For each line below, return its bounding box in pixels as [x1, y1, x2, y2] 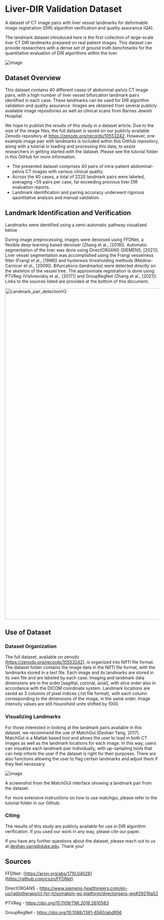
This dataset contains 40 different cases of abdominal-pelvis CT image [5, 87, 148, 93]
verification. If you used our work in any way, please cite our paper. [5, 828, 141, 834]
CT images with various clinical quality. [25, 168, 104, 174]
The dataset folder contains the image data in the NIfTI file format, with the [5, 664, 155, 671]
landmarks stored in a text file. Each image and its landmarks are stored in [5, 670, 154, 676]
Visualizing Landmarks [5, 713, 61, 720]
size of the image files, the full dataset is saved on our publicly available [5, 128, 150, 134]
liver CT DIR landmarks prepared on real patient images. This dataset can [5, 39, 153, 45]
